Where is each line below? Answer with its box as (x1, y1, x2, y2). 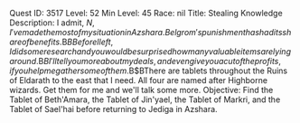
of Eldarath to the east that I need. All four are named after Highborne (9, 75, 268, 85)
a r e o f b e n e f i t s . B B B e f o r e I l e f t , (9, 36, 114, 47)
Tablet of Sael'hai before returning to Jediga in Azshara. (9, 104, 219, 114)
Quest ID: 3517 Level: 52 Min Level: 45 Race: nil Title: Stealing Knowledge (9, 8, 283, 18)
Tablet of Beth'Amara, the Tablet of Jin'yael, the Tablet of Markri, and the (9, 94, 281, 105)
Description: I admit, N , (9, 17, 95, 28)
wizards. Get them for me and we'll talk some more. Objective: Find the (9, 85, 274, 95)
